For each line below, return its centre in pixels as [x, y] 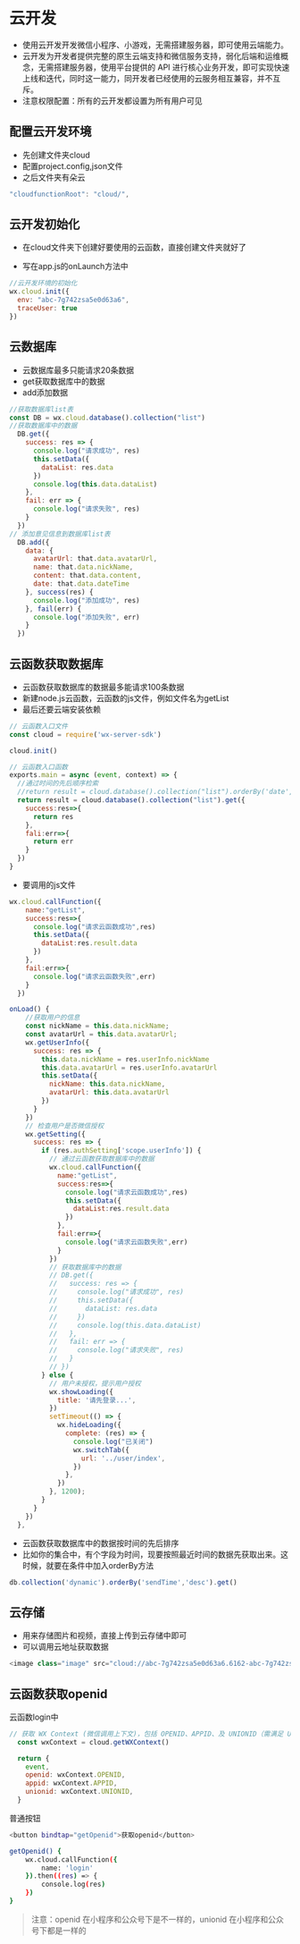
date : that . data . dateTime [81, 584]
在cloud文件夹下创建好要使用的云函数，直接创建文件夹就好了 [134, 248]
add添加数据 [45, 392]
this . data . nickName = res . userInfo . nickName [125, 1059]
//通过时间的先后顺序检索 [58, 783]
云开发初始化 [45, 224]
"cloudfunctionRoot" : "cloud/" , [69, 194]
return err [53, 841]
